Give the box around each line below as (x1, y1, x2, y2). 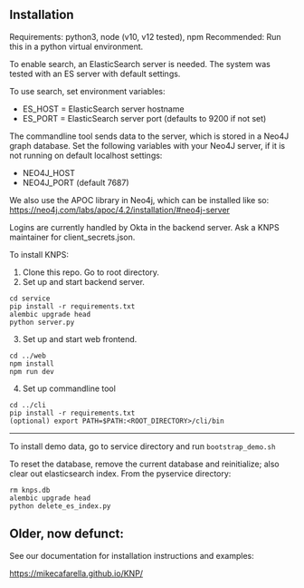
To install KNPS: (9, 249, 70, 260)
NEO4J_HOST (22, 167, 75, 178)
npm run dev (9, 367, 54, 376)
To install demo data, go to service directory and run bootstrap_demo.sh (9, 440, 276, 452)
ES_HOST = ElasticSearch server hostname (22, 103, 185, 114)
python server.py (9, 318, 75, 327)
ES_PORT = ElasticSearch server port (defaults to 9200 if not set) (22, 113, 267, 123)
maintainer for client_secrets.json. (9, 231, 136, 242)
